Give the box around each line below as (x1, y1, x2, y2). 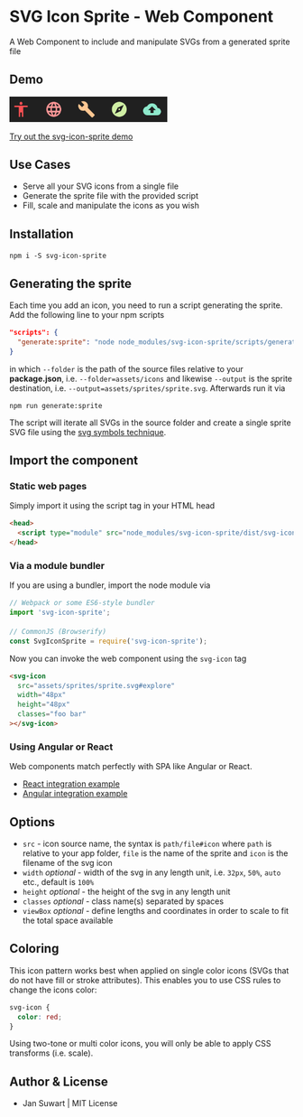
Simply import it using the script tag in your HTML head (9, 500, 216, 511)
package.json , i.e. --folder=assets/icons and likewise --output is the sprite (9, 373, 293, 384)
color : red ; (17, 1012, 63, 1021)
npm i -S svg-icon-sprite (9, 251, 106, 261)
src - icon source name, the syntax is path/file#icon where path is (22, 838, 272, 850)
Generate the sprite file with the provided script (22, 191, 199, 201)
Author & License (9, 1074, 108, 1089)
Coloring (9, 941, 60, 956)
